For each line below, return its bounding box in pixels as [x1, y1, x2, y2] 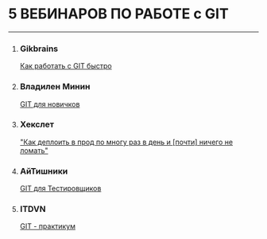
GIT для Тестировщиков [19, 184, 102, 194]
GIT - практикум [19, 221, 75, 231]
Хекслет [19, 119, 54, 130]
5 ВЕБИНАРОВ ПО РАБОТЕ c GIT [8, 5, 229, 23]
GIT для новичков [19, 99, 80, 108]
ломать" [19, 145, 48, 155]
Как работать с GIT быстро [19, 61, 113, 71]
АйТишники [19, 165, 68, 176]
